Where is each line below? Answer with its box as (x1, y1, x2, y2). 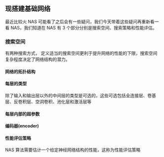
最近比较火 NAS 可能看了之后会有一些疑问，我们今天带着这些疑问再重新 (5, 19, 151, 25)
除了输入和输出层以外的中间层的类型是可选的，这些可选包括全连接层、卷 (5, 92, 152, 98)
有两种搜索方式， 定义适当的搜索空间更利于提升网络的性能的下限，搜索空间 (5, 51, 158, 56)
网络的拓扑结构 (5, 68, 35, 75)
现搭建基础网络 (5, 4, 51, 13)
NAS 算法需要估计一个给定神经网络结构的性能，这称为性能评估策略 (5, 147, 141, 153)
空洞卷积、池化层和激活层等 (35, 99, 92, 105)
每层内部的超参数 (5, 111, 40, 117)
